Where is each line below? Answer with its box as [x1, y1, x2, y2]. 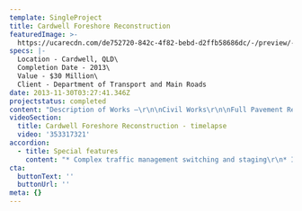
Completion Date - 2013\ [17, 64, 111, 73]
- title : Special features [17, 146, 119, 155]
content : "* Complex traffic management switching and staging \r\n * [25, 154, 288, 164]
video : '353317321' [17, 130, 91, 139]
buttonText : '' [17, 171, 75, 180]
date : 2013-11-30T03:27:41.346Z [9, 88, 130, 97]
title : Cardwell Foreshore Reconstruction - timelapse [17, 122, 227, 131]
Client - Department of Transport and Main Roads [17, 80, 207, 89]
